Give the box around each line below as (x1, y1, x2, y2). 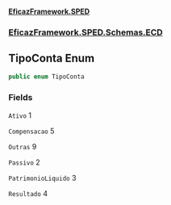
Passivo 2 (8, 157, 40, 167)
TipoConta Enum (8, 51, 95, 65)
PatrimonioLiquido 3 (8, 173, 77, 182)
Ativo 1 (8, 110, 32, 120)
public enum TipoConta (8, 73, 85, 81)
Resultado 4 (8, 188, 48, 198)
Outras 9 (8, 141, 37, 151)
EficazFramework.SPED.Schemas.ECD (8, 27, 163, 38)
